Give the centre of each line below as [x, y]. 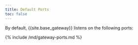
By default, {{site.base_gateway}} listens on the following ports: [69, 28]
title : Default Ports [27, 9]
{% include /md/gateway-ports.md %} [44, 37]
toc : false [16, 14]
